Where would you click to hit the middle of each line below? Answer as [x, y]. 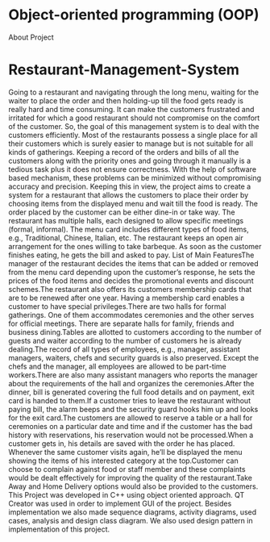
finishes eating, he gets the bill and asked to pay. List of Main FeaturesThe [131, 255]
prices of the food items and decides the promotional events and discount [131, 281]
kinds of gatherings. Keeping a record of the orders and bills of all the [124, 152]
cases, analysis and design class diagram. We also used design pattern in [131, 520]
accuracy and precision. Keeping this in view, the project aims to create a [130, 186]
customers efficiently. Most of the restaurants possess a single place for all [133, 135]
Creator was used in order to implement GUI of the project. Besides [120, 503]
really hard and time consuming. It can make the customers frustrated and [131, 109]
